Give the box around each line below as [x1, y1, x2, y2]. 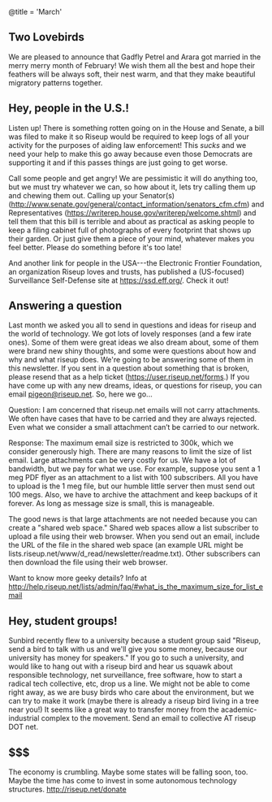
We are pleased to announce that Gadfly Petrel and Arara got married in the [8, 52, 261, 62]
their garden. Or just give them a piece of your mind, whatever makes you [8, 233, 255, 243]
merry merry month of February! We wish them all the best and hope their [8, 60, 256, 70]
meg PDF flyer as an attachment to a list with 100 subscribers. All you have [8, 473, 258, 483]
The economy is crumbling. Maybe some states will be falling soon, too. [8, 767, 248, 777]
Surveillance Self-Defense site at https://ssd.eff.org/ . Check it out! [8, 275, 229, 285]
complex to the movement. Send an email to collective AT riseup [41, 713, 257, 723]
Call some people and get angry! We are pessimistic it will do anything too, [8, 173, 258, 183]
